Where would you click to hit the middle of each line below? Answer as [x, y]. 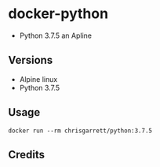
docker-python [58, 14]
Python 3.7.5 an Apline [56, 35]
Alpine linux [38, 79]
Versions [31, 60]
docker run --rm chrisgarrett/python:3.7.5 [80, 131]
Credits [27, 154]
